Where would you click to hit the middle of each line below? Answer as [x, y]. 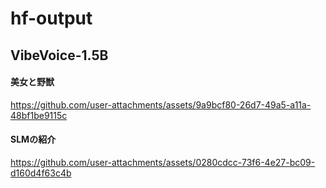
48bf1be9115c [39, 115]
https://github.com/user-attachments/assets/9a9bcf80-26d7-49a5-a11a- [161, 104]
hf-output [51, 18]
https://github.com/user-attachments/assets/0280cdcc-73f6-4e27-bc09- [163, 162]
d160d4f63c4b [41, 173]
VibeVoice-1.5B [59, 55]
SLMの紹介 [33, 139]
